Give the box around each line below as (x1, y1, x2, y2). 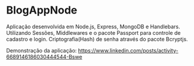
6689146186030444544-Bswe (6, 53, 82, 60)
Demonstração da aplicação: (6, 47, 77, 54)
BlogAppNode (6, 4, 78, 17)
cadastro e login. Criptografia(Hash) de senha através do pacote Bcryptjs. (6, 35, 188, 42)
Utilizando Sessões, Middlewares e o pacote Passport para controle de (6, 29, 181, 36)
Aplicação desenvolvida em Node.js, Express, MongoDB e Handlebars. (6, 23, 180, 30)
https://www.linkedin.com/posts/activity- (78, 47, 178, 54)
